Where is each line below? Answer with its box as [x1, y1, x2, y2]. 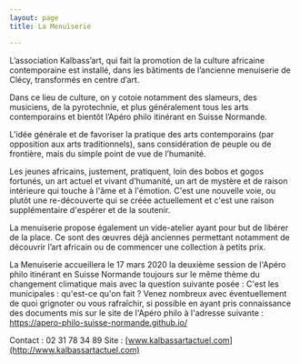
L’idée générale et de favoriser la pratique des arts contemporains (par [9, 128, 275, 139]
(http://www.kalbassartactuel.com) [9, 344, 140, 355]
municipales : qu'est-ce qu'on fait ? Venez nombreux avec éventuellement [9, 288, 287, 298]
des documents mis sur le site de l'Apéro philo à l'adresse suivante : [9, 307, 264, 318]
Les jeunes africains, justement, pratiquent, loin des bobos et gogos [9, 166, 265, 177]
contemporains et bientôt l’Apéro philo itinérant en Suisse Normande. [9, 111, 268, 122]
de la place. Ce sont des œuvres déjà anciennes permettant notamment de [9, 231, 291, 242]
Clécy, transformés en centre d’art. [9, 74, 140, 85]
